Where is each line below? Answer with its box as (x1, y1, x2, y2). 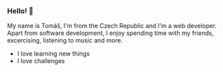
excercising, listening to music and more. (7, 36, 124, 45)
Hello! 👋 (7, 6, 34, 16)
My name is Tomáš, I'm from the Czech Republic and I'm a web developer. (7, 22, 218, 30)
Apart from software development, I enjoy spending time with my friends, (7, 29, 214, 37)
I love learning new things (16, 49, 91, 58)
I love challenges (16, 57, 65, 65)
